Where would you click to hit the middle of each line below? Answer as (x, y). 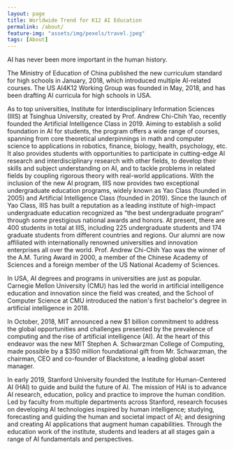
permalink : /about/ (36, 27)
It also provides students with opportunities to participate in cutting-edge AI (116, 154)
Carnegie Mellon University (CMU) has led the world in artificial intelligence (116, 286)
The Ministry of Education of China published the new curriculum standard (115, 73)
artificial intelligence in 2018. (48, 308)
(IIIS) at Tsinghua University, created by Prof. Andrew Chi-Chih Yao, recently (117, 117)
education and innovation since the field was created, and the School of (111, 293)
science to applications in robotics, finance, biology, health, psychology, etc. (117, 146)
